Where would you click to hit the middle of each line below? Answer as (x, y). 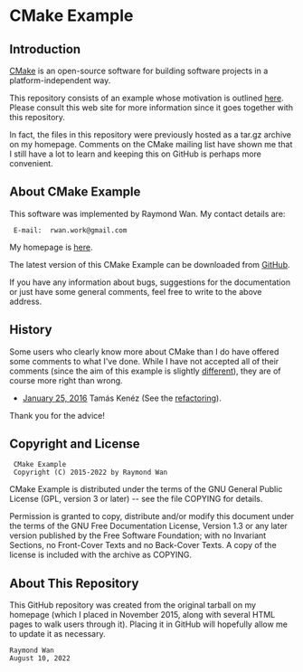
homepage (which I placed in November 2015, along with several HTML (142, 615)
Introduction (45, 49)
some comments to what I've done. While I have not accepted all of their (144, 361)
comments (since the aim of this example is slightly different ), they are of (145, 371)
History (31, 330)
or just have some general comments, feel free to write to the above (136, 291)
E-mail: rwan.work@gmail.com (70, 230)
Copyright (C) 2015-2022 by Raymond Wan (90, 473)
